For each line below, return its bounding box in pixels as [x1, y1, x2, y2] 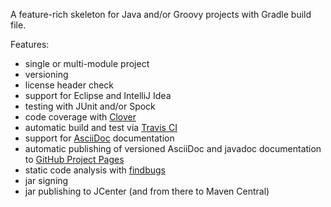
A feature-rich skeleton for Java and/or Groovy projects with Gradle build [10, 9, 312, 20]
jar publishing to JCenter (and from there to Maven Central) [24, 185, 270, 197]
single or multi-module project [24, 58, 150, 69]
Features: [10, 39, 50, 50]
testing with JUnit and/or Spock [24, 100, 156, 112]
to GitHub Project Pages [24, 154, 125, 165]
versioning [24, 69, 69, 80]
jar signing [24, 175, 69, 186]
